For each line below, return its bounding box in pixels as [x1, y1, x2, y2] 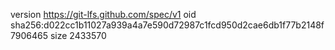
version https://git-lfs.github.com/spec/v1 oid [10, 9, 197, 20]
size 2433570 [49, 30, 107, 41]
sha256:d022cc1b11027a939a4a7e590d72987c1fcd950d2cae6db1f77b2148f [10, 19, 325, 31]
